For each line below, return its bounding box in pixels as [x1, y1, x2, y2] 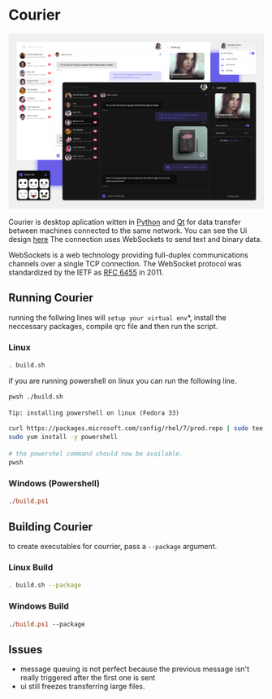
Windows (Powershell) [8, 478, 100, 490]
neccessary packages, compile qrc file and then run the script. [8, 321, 218, 331]
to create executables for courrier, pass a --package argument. [8, 542, 218, 552]
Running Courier [8, 291, 93, 305]
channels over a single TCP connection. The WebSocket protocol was [8, 258, 242, 268]
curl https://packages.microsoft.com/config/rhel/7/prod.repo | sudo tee [8, 424, 264, 433]
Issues [8, 642, 43, 657]
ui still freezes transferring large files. [19, 682, 145, 692]
